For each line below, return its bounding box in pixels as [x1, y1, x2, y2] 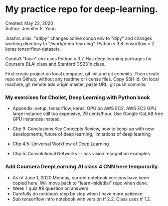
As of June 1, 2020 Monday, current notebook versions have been [12, 174, 149, 180]
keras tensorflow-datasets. [5, 46, 61, 52]
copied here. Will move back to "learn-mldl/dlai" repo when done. [12, 180, 148, 186]
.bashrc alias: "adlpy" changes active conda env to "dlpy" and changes [5, 35, 152, 41]
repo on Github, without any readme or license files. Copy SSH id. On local [5, 76, 159, 82]
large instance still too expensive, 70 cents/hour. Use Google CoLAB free [12, 111, 163, 117]
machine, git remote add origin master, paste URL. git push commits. [5, 81, 147, 87]
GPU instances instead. [12, 116, 61, 122]
